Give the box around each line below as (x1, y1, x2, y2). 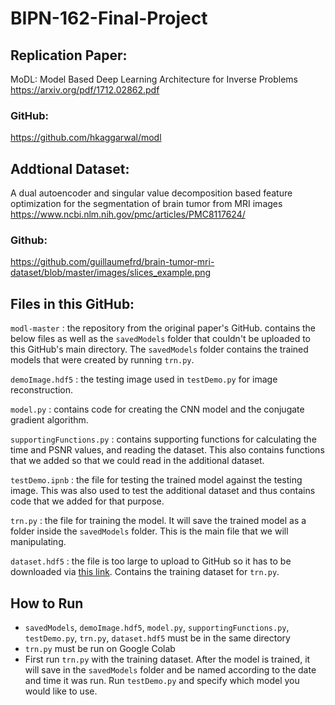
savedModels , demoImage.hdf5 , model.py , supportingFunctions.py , (24, 622, 290, 634)
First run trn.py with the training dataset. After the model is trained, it (24, 653, 311, 666)
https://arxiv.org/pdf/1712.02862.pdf (10, 84, 160, 96)
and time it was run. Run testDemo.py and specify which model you (24, 675, 300, 687)
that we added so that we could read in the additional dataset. (10, 455, 265, 467)
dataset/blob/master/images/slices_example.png (10, 267, 212, 279)
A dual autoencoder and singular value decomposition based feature (10, 187, 293, 199)
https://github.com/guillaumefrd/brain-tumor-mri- (10, 256, 215, 268)
